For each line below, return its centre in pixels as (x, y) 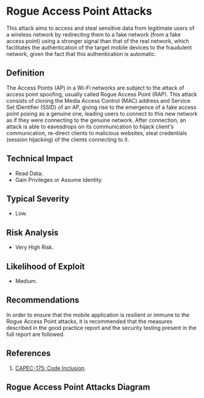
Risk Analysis (32, 232)
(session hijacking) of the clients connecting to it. (68, 139)
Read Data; (29, 173)
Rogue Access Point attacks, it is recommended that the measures (90, 321)
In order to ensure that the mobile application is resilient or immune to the (98, 315)
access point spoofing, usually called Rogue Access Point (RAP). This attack (102, 94)
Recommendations (43, 300)
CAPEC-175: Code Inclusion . (50, 368)
